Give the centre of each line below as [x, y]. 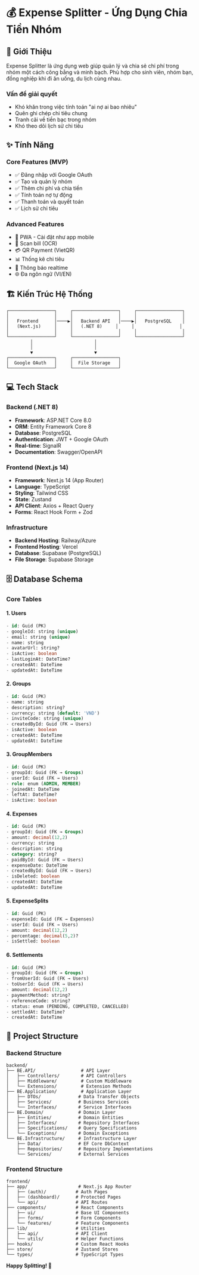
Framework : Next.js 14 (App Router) [59, 481]
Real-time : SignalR [38, 445]
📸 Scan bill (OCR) [36, 244]
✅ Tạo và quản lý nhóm [43, 181]
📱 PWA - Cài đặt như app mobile [54, 237]
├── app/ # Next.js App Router [69, 1187]
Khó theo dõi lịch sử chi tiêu [49, 126]
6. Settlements [25, 954]
